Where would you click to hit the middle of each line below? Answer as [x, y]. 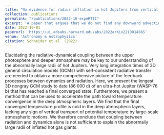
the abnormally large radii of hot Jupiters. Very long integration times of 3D [81, 65]
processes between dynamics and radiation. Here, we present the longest [79, 81]
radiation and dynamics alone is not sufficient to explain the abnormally [77, 122]
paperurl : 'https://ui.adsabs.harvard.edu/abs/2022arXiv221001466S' [76, 32]
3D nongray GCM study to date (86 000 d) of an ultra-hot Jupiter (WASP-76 [81, 86]
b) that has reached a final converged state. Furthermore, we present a [76, 91]
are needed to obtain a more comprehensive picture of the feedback [74, 75]
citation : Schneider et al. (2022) [41, 41]
